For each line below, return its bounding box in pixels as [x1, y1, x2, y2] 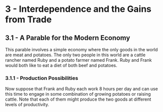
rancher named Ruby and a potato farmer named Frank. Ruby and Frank [5, 57, 152, 63]
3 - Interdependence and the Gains [5, 3, 152, 15]
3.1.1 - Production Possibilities [5, 75, 78, 81]
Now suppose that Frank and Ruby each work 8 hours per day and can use [5, 86, 158, 92]
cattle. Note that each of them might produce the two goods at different [5, 96, 152, 102]
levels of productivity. [5, 102, 50, 108]
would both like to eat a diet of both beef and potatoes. [5, 63, 117, 68]
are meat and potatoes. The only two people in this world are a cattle [5, 52, 146, 58]
